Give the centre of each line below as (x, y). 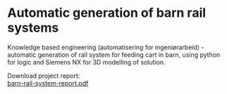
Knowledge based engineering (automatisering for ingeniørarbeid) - (106, 47)
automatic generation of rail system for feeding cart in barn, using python (114, 55)
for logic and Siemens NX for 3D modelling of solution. (86, 62)
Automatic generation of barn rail (107, 13)
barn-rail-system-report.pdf (48, 83)
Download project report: (44, 76)
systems (33, 28)
